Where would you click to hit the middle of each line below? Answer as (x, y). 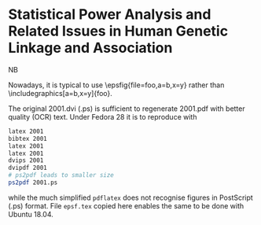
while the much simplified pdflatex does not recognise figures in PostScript (130, 197)
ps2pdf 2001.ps (33, 183)
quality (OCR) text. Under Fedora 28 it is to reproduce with (103, 116)
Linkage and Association (90, 48)
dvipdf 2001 (28, 168)
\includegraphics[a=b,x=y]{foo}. (60, 93)
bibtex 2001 (28, 138)
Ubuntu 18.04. (31, 214)
